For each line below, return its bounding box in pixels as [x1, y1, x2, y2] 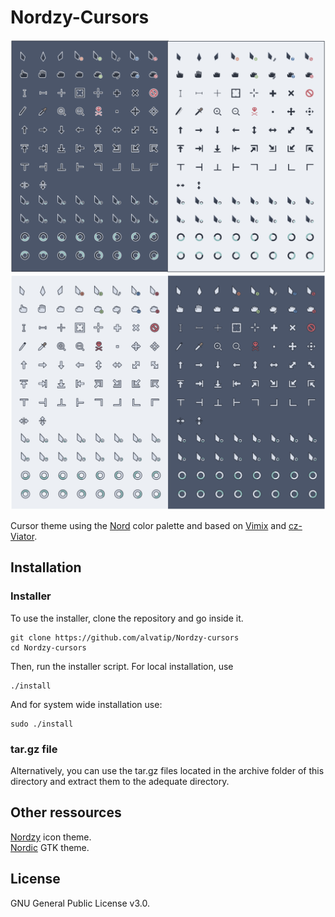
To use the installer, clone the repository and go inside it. [10, 612, 244, 624]
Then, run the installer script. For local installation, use [10, 660, 234, 672]
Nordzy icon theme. [10, 831, 92, 843]
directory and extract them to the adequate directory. [10, 776, 230, 788]
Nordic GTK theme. [10, 841, 90, 853]
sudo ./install [10, 719, 74, 729]
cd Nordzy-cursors [10, 642, 87, 653]
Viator [10, 531, 35, 543]
